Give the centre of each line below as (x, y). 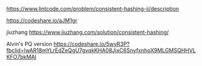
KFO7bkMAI (21, 57)
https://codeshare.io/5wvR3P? (92, 44)
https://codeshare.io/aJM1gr (42, 20)
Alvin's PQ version (30, 44)
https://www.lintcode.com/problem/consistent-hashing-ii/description (93, 9)
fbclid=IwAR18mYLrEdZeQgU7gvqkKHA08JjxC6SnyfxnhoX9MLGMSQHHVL (101, 50)
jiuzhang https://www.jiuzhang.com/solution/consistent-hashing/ (88, 32)
